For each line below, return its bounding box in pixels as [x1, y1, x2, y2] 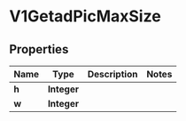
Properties [9, 42, 69, 57]
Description [87, 69, 138, 80]
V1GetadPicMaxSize [9, 6, 161, 27]
